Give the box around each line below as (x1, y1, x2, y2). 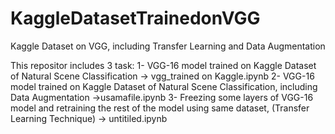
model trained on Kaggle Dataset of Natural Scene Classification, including (10, 80, 318, 92)
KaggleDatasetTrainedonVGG (10, 7, 261, 30)
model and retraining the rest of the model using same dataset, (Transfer (10, 102, 310, 114)
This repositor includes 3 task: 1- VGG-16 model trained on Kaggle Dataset (10, 59, 317, 71)
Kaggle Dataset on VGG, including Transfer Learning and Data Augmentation (10, 40, 326, 52)
